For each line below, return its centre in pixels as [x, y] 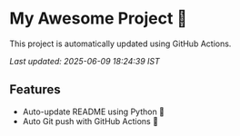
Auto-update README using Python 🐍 [94, 112]
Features [35, 90]
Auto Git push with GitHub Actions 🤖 [90, 121]
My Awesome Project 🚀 [99, 19]
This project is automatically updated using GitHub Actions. [120, 44]
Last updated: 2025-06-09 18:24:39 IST [85, 61]
